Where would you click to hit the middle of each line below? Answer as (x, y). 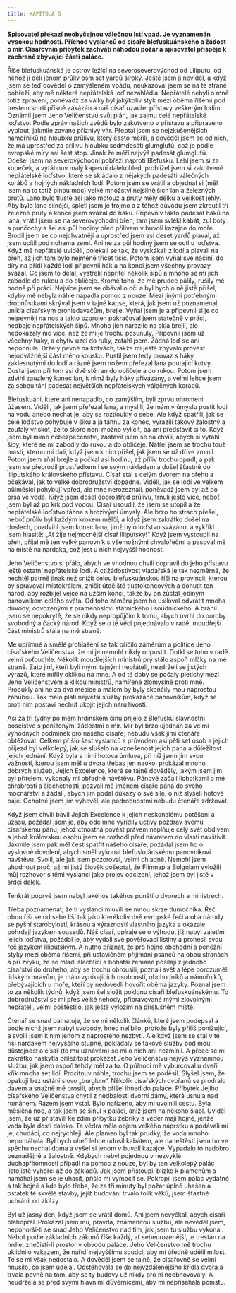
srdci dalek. (24, 882)
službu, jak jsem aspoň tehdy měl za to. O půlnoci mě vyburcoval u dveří (112, 1065)
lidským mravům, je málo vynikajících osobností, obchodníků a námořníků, (115, 976)
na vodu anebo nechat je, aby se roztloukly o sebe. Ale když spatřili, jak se (116, 414)
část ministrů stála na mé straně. (55, 630)
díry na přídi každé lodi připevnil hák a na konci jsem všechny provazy (109, 265)
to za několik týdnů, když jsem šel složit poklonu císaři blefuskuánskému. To (118, 992)
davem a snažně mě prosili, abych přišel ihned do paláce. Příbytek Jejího (113, 1088)
